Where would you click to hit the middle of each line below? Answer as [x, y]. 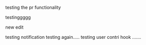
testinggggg [18, 17]
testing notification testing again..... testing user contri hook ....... [74, 37]
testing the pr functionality [33, 7]
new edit [15, 27]
